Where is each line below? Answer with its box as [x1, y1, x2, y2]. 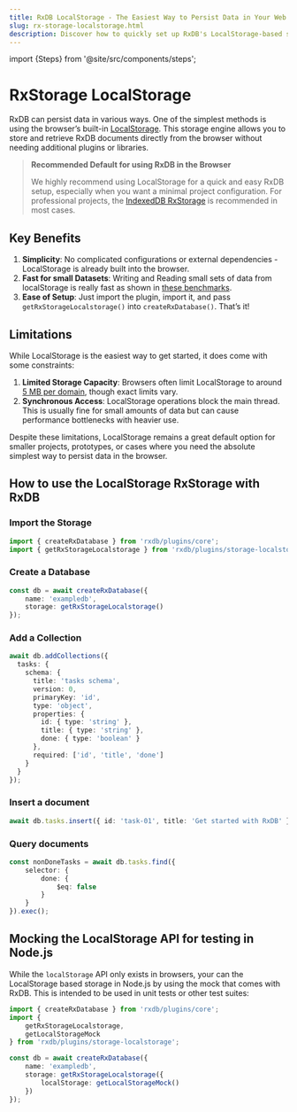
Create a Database [9, 566, 91, 579]
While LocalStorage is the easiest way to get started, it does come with [9, 350, 268, 361]
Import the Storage [9, 517, 93, 529]
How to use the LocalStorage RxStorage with [9, 476, 261, 492]
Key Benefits [9, 230, 81, 245]
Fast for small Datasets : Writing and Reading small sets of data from [21, 273, 272, 284]
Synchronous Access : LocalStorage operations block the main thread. [21, 395, 280, 406]
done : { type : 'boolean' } [41, 735, 141, 743]
